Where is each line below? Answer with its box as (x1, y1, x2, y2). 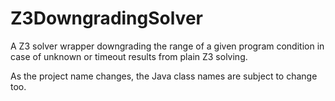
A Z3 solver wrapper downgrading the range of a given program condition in (10, 40, 325, 52)
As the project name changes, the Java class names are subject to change (10, 70, 318, 82)
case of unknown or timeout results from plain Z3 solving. (10, 50, 248, 62)
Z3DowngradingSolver (10, 7, 203, 30)
